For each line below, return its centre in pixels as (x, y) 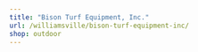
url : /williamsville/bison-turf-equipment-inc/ (99, 26)
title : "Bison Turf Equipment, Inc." (79, 17)
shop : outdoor (36, 33)
